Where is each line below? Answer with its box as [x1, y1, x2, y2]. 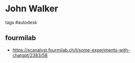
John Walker [5, 3, 59, 14]
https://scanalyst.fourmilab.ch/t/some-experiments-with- [12, 47, 131, 53]
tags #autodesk [5, 19, 37, 25]
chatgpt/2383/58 [12, 52, 48, 58]
